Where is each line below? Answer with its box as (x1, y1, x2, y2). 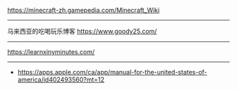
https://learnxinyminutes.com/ (7, 48, 95, 56)
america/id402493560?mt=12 (17, 75, 104, 84)
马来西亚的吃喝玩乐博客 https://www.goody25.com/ (7, 27, 157, 35)
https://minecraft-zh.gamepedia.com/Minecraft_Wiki (7, 6, 160, 14)
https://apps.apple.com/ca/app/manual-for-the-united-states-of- (17, 68, 207, 76)
